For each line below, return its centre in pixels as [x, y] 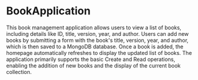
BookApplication [48, 11]
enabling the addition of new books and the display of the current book [93, 65]
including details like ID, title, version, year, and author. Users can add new [98, 33]
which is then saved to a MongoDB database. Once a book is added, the [95, 47]
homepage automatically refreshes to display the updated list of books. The [99, 53]
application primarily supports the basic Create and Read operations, [91, 59]
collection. [19, 72]
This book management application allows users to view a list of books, [94, 27]
